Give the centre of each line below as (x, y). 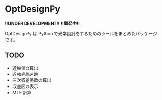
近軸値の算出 (25, 68)
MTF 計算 (22, 92)
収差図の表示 (25, 86)
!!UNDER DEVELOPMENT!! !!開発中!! (42, 23)
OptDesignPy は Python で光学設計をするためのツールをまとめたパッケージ (81, 33)
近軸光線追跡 (25, 74)
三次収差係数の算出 (32, 80)
